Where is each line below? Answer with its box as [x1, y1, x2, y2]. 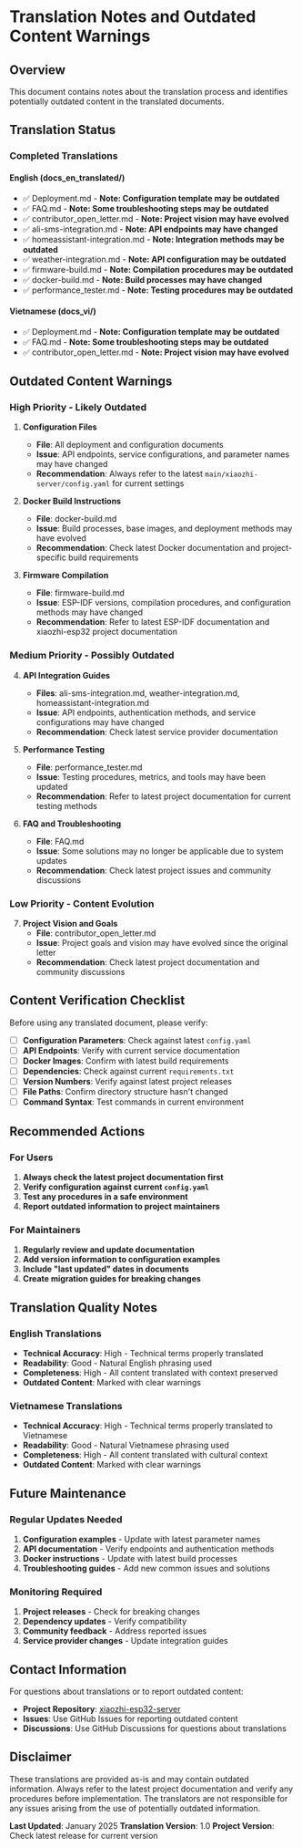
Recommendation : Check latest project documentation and [35, 957, 260, 968]
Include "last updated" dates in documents [22, 1263, 189, 1274]
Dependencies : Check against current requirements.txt [22, 1065, 235, 1076]
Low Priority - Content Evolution [9, 897, 155, 909]
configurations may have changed [35, 716, 165, 727]
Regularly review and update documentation [22, 1244, 196, 1255]
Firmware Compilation [22, 570, 109, 581]
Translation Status [9, 122, 116, 138]
